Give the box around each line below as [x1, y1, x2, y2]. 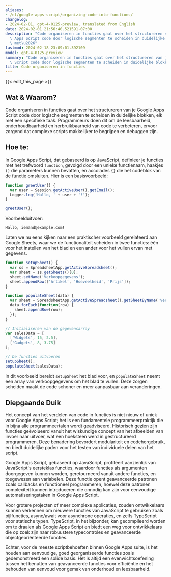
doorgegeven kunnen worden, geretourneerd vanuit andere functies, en [5, 470, 156, 477]
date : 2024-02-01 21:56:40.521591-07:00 [5, 27, 93, 32]
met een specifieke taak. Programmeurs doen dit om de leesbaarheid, [5, 117, 152, 123]
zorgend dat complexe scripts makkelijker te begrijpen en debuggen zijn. [5, 128, 158, 134]
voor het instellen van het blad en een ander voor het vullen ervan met [5, 245, 153, 251]
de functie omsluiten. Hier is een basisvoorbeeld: [5, 173, 108, 179]
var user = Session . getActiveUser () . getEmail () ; [10, 187, 115, 193]
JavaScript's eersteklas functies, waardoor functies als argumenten [5, 465, 147, 471]
